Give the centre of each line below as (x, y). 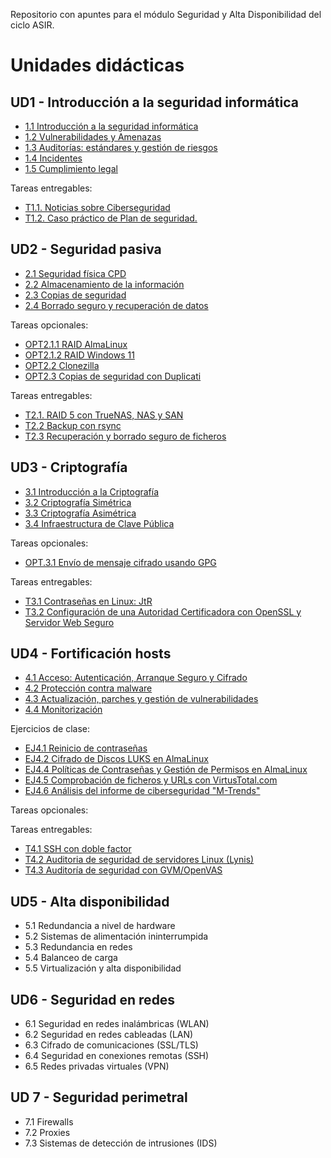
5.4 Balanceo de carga (71, 958)
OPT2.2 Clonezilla (62, 365)
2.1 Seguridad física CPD (75, 273)
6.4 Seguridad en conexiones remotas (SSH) (117, 1056)
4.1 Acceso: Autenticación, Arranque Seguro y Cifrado (136, 678)
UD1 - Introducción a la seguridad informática (154, 102)
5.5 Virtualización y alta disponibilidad (103, 968)
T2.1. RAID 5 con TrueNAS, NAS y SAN (104, 415)
